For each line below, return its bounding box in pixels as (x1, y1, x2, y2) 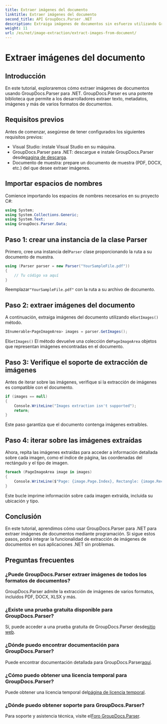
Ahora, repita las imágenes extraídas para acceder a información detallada (5, 449, 158, 455)
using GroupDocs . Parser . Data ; (5, 222, 68, 227)
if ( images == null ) (5, 394, 48, 399)
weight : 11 (5, 26, 28, 31)
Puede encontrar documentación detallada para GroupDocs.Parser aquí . (5, 659, 153, 665)
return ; (14, 408, 30, 413)
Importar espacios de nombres (5, 179, 103, 188)
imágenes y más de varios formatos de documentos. (5, 101, 113, 107)
